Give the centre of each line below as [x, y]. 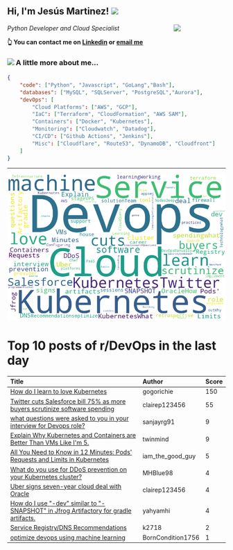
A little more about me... [57, 62]
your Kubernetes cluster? [46, 476]
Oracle [20, 493]
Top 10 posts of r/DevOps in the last [112, 345]
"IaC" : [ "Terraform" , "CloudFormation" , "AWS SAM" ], [110, 114]
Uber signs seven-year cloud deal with [66, 486]
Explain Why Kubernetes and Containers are [73, 436]
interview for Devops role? [48, 425]
